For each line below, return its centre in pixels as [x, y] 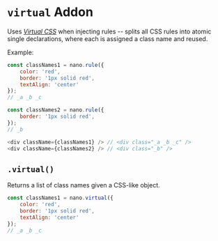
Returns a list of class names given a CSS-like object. [84, 185]
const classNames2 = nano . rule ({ [56, 110]
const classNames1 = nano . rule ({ [56, 65]
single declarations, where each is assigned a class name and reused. [108, 38]
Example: [21, 52]
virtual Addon [50, 12]
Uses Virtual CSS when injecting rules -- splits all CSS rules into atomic [109, 31]
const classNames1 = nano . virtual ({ [60, 198]
